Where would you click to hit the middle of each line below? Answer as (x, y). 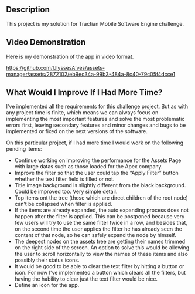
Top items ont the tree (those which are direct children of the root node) (101, 198)
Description (28, 10)
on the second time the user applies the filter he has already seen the (98, 229)
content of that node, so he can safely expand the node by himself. (95, 235)
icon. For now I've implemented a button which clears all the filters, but (100, 273)
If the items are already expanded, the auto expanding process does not (102, 210)
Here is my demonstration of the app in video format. (70, 56)
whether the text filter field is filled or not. (64, 179)
